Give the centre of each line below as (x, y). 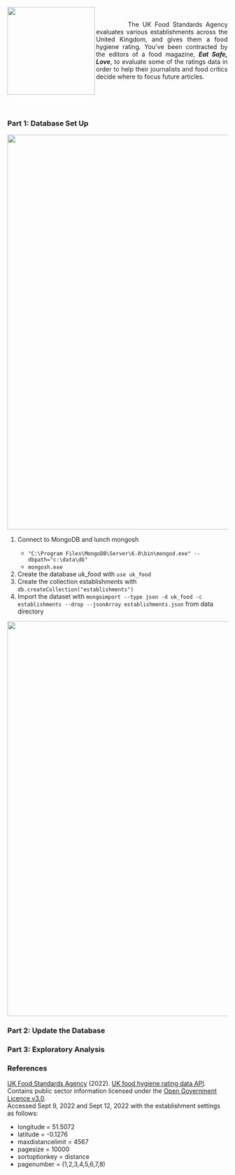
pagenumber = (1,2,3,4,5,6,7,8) (62, 1164)
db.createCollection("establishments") (76, 590)
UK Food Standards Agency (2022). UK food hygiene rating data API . (107, 1084)
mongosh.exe (45, 567)
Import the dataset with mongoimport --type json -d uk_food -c (110, 597)
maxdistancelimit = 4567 (53, 1142)
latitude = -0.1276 (43, 1134)
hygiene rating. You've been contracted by (162, 47)
